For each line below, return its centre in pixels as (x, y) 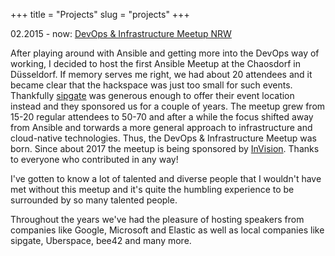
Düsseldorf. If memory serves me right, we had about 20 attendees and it (161, 74)
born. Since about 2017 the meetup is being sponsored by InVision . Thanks (165, 148)
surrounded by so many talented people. (94, 200)
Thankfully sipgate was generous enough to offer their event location (152, 95)
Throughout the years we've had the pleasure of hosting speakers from (157, 219)
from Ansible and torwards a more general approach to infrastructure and (161, 127)
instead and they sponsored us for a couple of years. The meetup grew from (168, 106)
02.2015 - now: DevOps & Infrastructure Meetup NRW (121, 33)
